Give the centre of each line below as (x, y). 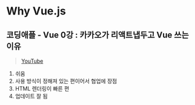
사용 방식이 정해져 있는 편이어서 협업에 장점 (66, 81)
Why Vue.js (36, 11)
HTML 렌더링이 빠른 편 (42, 88)
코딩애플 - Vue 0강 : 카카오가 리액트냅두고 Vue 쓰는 (97, 35)
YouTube (32, 61)
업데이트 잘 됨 (31, 96)
